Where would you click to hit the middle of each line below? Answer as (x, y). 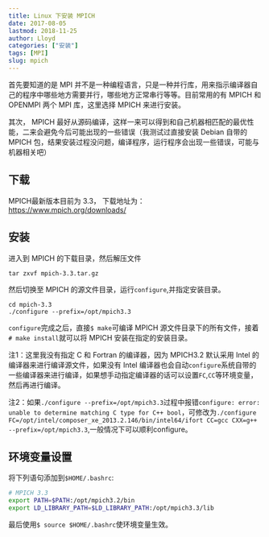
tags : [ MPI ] (28, 53)
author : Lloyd (32, 38)
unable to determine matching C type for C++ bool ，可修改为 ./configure (132, 412)
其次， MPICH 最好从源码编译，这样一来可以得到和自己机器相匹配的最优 (128, 122)
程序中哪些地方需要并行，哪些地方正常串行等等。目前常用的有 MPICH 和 (142, 94)
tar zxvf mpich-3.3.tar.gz (54, 273)
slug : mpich (28, 61)
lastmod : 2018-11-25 (43, 31)
